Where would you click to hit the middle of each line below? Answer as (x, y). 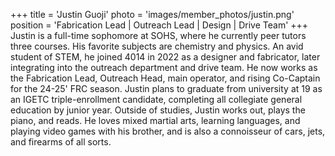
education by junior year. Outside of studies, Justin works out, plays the (158, 110)
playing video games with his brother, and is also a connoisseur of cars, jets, (168, 131)
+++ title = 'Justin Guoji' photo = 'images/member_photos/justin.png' (152, 14)
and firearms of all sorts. (61, 142)
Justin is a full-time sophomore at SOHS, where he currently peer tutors (158, 35)
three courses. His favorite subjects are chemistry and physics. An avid (157, 46)
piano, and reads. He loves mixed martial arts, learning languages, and (155, 120)
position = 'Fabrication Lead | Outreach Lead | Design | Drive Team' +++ (159, 25)
